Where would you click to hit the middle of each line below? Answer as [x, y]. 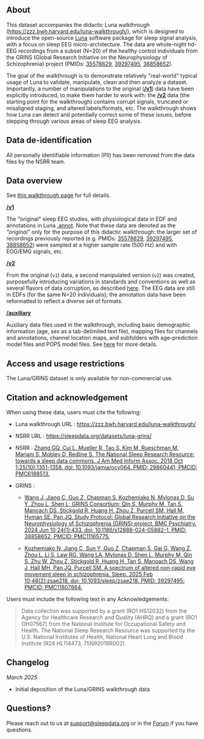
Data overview [34, 181]
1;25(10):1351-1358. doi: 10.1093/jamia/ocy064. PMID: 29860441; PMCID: [106, 468]
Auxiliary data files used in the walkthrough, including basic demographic [98, 325]
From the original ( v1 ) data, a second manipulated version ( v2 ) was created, [101, 275]
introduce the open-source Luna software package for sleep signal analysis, [102, 38]
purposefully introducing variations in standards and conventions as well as [101, 282]
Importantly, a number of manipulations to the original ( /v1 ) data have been [100, 89]
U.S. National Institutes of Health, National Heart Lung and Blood [102, 637]
